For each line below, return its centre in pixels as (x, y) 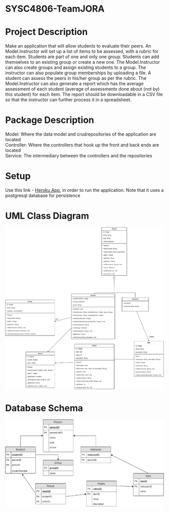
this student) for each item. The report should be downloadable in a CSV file (84, 95)
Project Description (47, 32)
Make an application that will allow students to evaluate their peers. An (78, 46)
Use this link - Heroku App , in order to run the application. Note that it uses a (84, 190)
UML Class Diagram (47, 216)
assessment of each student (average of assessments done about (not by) (82, 89)
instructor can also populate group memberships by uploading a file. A (78, 73)
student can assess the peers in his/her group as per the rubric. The (76, 78)
